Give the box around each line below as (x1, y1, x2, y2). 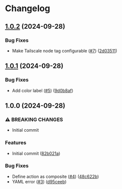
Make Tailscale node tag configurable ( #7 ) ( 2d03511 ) (12, 48, 118, 53)
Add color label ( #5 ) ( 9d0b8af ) (12, 87, 74, 93)
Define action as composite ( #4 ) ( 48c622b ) (12, 173, 99, 179)
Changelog (5, 3, 50, 14)
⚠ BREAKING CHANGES (5, 116, 63, 123)
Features (5, 139, 27, 146)
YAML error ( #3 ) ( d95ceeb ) (12, 178, 67, 185)
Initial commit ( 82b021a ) (12, 150, 61, 156)
